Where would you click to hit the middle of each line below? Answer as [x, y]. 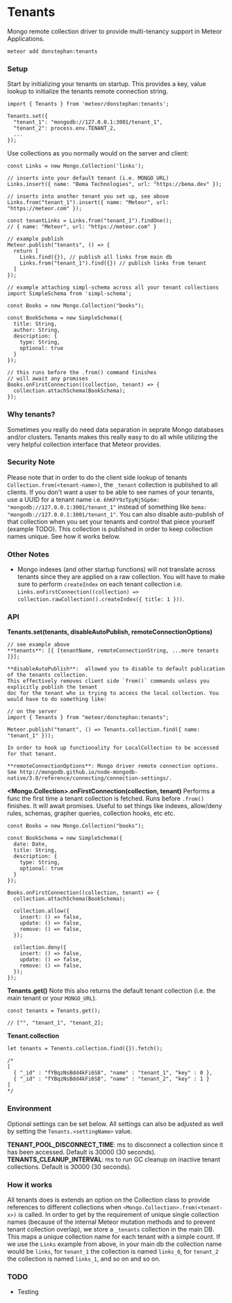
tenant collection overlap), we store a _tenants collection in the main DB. [111, 1229]
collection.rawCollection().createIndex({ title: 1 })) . [101, 599]
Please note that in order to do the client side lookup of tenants [97, 477]
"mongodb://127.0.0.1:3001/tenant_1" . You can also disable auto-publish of [116, 514]
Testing [28, 1292]
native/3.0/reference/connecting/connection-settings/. [90, 778]
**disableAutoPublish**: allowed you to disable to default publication [116, 669]
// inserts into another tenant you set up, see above [88, 196]
